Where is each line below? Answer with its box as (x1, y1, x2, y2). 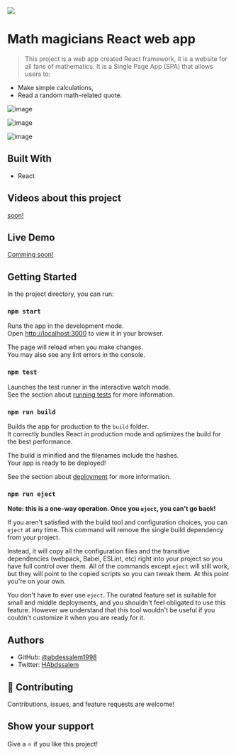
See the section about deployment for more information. (7, 473, 172, 481)
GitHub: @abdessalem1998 (17, 653, 97, 661)
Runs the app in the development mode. (7, 321, 124, 330)
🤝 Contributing (7, 681, 74, 693)
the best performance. (7, 437, 73, 446)
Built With (7, 153, 52, 165)
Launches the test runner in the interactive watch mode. (7, 382, 172, 391)
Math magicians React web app (7, 31, 196, 48)
